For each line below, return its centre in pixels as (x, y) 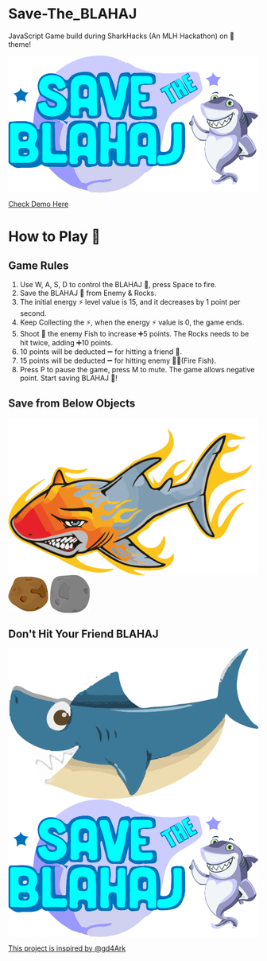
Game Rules (39, 265)
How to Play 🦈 (54, 236)
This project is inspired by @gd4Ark (67, 948)
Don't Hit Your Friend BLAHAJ (83, 634)
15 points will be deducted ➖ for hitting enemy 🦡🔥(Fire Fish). (118, 361)
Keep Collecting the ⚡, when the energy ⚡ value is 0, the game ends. (132, 322)
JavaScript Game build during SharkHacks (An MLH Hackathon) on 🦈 (122, 36)
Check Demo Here (39, 204)
